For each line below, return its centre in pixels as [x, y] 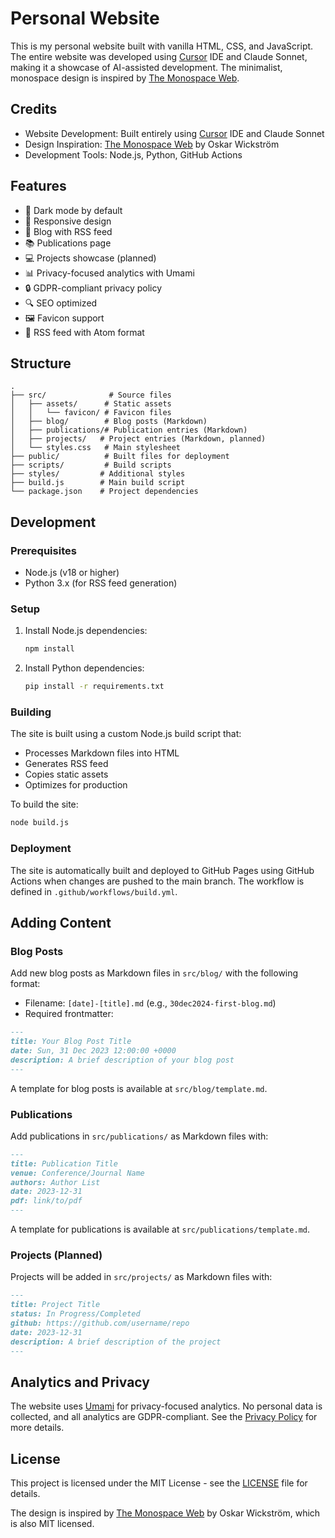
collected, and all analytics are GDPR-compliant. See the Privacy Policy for [164, 1417]
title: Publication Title [64, 1163]
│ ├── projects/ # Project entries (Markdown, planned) [138, 439]
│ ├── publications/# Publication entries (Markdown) [129, 430]
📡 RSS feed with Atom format [84, 332]
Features [38, 186]
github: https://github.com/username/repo [100, 1323]
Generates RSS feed [66, 764]
